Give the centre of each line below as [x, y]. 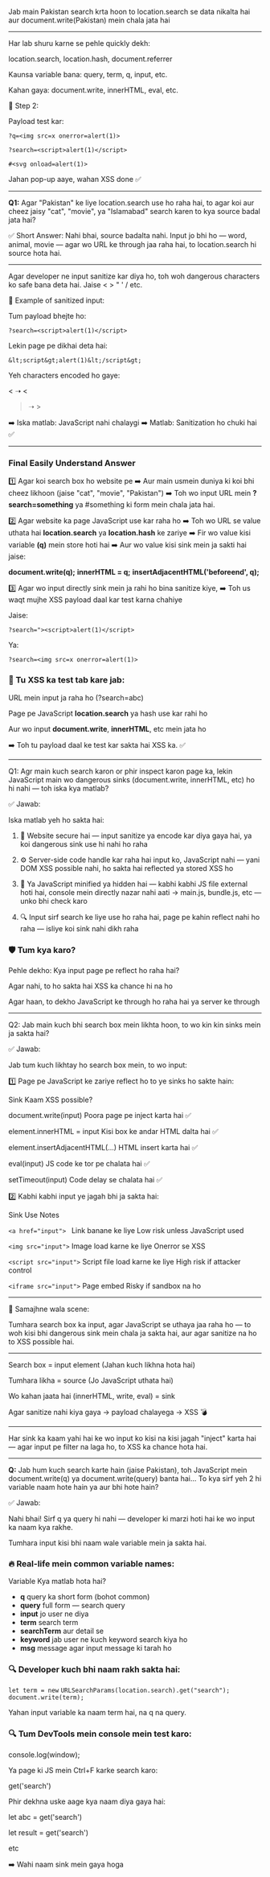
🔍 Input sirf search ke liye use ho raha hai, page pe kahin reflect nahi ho [140, 917]
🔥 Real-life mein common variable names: [92, 1563]
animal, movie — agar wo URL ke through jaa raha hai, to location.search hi [133, 244]
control [20, 1270]
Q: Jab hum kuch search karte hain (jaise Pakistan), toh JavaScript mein [128, 1470]
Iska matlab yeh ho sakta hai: [56, 819]
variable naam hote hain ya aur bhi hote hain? [84, 1487]
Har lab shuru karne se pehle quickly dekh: [79, 43]
